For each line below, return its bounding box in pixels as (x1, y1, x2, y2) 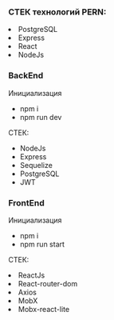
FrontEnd (8, 197, 45, 208)
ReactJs (18, 270, 45, 280)
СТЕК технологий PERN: (8, 6, 107, 18)
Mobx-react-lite (18, 304, 70, 314)
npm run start (19, 239, 65, 249)
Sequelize (19, 160, 53, 170)
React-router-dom (18, 278, 78, 288)
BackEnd (8, 70, 44, 82)
